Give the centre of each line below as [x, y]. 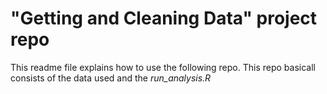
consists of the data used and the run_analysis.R [111, 78]
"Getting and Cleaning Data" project [164, 18]
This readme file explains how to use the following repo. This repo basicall [163, 67]
